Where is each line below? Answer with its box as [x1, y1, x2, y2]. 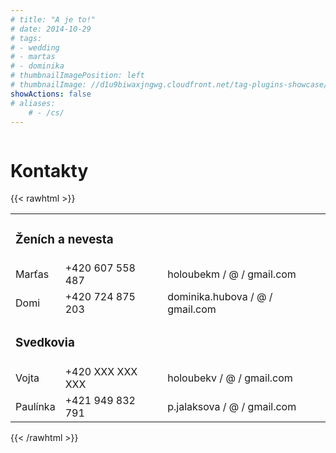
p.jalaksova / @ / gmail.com [167, 400, 297, 414]
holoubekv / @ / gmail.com [167, 371, 293, 385]
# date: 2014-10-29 [10, 24, 92, 34]
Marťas [15, 267, 50, 281]
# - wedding [10, 42, 60, 53]
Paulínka [15, 400, 56, 414]
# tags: [10, 33, 43, 43]
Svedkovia [15, 335, 75, 351]
